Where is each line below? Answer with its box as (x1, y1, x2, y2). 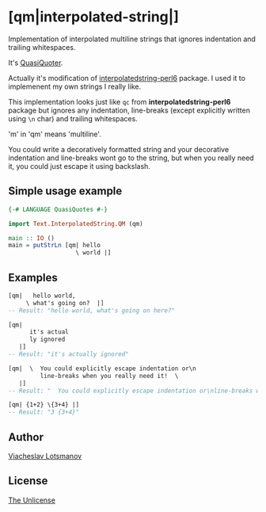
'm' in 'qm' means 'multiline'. (8, 129, 101, 139)
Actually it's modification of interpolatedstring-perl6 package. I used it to (8, 73, 245, 82)
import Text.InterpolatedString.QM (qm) (8, 220, 144, 227)
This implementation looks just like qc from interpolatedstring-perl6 (8, 97, 231, 106)
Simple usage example (8, 185, 123, 198)
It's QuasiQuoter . (8, 58, 63, 67)
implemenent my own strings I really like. (8, 82, 141, 91)
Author (8, 430, 44, 444)
